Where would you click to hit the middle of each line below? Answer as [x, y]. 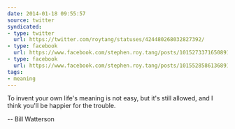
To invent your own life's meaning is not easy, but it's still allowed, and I [110, 98]
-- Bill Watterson [31, 119]
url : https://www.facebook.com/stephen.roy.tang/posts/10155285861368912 [123, 66]
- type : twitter [31, 33]
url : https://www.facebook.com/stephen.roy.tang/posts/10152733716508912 [123, 53]
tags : [15, 72]
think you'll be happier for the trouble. [62, 106]
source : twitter [31, 20]
